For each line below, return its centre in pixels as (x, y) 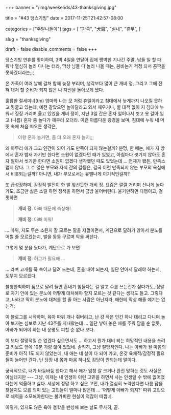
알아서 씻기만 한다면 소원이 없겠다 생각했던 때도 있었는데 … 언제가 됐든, (81, 161)
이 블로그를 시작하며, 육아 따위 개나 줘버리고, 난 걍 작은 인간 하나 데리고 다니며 (83, 317)
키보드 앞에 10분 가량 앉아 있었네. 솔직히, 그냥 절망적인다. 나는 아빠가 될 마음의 (88, 347)
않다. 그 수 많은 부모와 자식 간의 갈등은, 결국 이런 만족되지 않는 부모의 (83, 167)
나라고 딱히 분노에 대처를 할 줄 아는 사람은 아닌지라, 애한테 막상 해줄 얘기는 (86, 299)
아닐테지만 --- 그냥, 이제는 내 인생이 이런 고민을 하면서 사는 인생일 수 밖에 (78, 377)
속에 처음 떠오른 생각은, (34, 126)
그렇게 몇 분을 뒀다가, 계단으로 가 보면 (43, 248)
